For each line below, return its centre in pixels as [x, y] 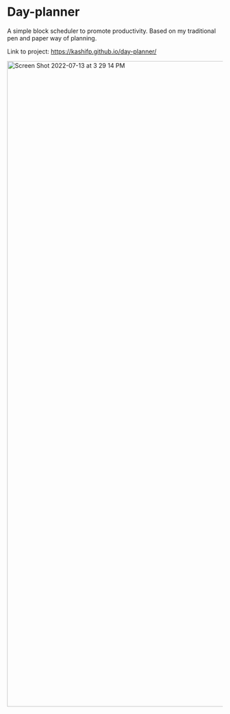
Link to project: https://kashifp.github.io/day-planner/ [82, 51]
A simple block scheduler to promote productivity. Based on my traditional [112, 31]
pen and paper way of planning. [52, 38]
